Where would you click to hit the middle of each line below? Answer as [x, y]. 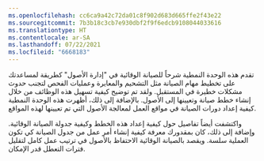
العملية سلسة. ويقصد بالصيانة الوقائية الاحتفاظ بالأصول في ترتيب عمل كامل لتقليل [128, 140]
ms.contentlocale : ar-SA [49, 37]
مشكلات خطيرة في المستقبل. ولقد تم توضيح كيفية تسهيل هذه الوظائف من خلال [126, 91]
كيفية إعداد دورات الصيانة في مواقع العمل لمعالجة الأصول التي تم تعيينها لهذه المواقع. [132, 108]
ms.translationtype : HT [48, 30]
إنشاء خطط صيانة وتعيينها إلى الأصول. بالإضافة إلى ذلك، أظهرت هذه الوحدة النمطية [130, 100]
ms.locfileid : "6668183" [49, 52]
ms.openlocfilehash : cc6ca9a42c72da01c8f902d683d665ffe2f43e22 [115, 15]
